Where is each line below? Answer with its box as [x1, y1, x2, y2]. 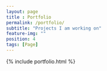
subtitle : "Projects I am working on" [6, 25, 102, 31]
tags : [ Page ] [6, 42, 38, 48]
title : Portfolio [6, 14, 51, 20]
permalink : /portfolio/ [6, 20, 65, 25]
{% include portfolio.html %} [6, 57, 76, 65]
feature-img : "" [6, 31, 46, 37]
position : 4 [6, 36, 35, 42]
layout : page [6, 8, 38, 15]
